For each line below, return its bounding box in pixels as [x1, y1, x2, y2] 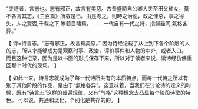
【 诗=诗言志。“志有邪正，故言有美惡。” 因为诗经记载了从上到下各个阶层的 [6, 40, 185, 47]
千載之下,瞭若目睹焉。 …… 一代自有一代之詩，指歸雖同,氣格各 [38, 20, 188, 27]
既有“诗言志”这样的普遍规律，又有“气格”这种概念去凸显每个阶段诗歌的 [16, 89, 186, 96]
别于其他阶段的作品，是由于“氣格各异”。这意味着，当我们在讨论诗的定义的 [6, 82, 187, 88]
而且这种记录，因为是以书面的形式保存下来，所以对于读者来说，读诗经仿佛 [6, 55, 187, 61]
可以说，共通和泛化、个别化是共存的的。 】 [17, 97, 123, 103]
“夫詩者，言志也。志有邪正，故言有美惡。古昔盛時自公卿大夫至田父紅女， [6, 5, 184, 12]
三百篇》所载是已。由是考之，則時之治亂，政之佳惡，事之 [39, 12, 179, 19]
